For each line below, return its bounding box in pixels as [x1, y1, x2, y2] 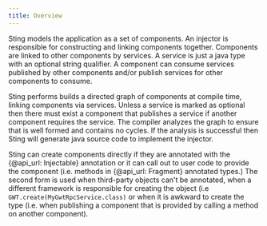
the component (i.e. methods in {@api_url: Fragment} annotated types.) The [8, 166, 258, 176]
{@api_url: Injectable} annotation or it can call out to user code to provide [8, 157, 249, 168]
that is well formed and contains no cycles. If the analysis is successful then [8, 125, 258, 135]
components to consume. [8, 76, 93, 85]
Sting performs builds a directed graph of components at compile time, [8, 91, 242, 101]
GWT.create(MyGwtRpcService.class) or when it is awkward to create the [8, 192, 245, 201]
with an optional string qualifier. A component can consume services [8, 59, 234, 69]
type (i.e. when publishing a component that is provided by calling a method [8, 200, 259, 210]
